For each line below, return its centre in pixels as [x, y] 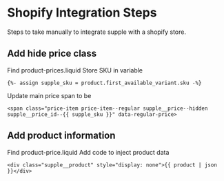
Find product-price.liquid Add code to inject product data [88, 152]
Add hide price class [52, 54]
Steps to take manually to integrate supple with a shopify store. [96, 32]
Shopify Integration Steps [82, 13]
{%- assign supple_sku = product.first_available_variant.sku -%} [104, 83]
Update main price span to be [49, 95]
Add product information [61, 136]
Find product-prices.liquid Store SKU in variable [75, 70]
